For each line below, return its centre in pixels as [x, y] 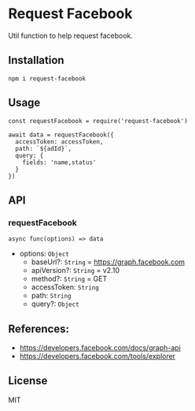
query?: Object [55, 304]
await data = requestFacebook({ [61, 135]
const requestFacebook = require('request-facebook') [98, 121]
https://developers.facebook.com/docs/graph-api [100, 348]
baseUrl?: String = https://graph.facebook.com [108, 262]
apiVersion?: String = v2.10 [75, 271]
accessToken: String [65, 287]
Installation [36, 60]
